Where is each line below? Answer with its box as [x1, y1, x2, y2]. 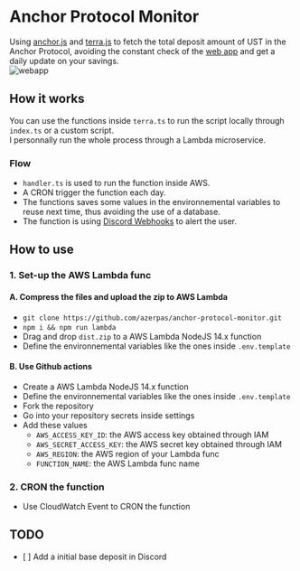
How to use [9, 242, 74, 257]
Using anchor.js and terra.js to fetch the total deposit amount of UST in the [9, 36, 286, 47]
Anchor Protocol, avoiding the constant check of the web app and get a [9, 45, 276, 56]
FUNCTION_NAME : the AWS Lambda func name [35, 458, 201, 469]
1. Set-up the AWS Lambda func [9, 269, 152, 282]
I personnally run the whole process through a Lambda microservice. [9, 134, 267, 145]
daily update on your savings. [9, 55, 119, 66]
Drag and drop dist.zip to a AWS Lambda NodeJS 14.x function [22, 331, 262, 342]
